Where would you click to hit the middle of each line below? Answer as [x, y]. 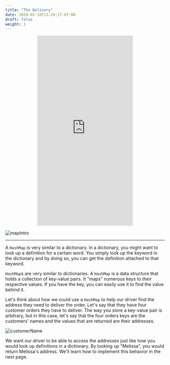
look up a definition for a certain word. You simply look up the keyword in [81, 253]
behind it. [15, 290]
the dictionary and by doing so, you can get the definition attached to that [82, 259]
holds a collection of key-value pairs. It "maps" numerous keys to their [78, 279]
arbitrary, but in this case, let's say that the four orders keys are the [75, 316]
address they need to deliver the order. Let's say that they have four [76, 305]
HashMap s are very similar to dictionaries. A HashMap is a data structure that [82, 274]
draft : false [19, 19]
